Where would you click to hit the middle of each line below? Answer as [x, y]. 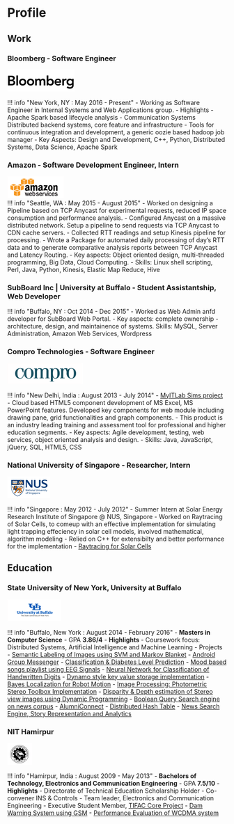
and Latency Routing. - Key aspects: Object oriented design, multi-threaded [116, 255]
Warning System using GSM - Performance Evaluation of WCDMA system [113, 813]
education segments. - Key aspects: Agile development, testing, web [106, 432]
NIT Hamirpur [31, 731]
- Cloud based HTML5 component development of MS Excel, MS [100, 402]
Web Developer [34, 296]
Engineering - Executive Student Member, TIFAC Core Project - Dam [105, 806]
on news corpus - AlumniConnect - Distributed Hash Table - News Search [114, 706]
